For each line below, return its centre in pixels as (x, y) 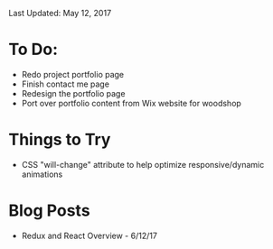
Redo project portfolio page (73, 74)
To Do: (33, 50)
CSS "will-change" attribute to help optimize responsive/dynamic (143, 164)
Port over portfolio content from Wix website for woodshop (131, 103)
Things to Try (60, 140)
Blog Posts (50, 211)
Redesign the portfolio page (73, 93)
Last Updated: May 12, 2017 (60, 13)
